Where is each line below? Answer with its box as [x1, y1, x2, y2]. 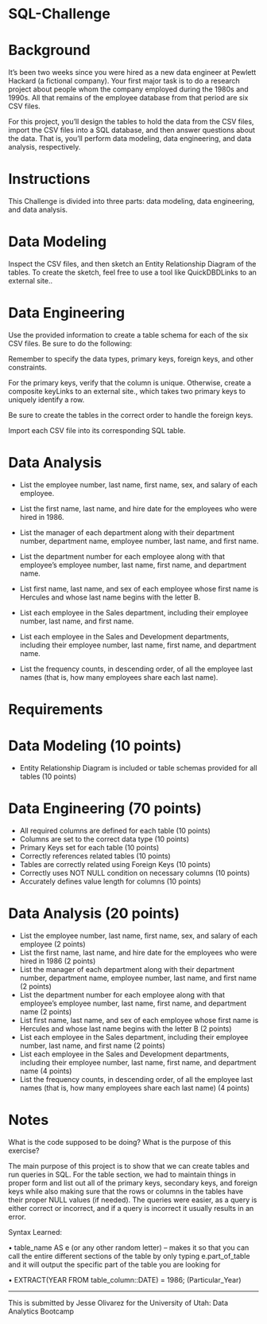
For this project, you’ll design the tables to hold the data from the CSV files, [8, 117, 254, 127]
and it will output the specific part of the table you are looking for [8, 1260, 221, 1269]
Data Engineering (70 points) [8, 799, 203, 818]
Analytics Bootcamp [8, 1306, 74, 1316]
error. [8, 1212, 26, 1221]
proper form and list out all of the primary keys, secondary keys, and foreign [8, 1178, 258, 1187]
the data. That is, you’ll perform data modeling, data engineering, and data [8, 134, 252, 143]
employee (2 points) [19, 939, 86, 948]
